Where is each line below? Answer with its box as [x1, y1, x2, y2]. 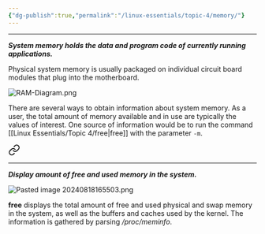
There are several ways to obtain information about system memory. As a [8, 103, 247, 113]
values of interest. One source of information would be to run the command [8, 120, 254, 129]
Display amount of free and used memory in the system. [8, 169, 197, 179]
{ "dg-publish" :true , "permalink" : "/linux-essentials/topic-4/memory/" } [8, 11, 245, 20]
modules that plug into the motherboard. [8, 72, 140, 82]
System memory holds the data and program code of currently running [8, 40, 246, 50]
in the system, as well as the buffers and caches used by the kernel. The [8, 208, 244, 217]
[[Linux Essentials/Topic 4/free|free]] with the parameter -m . [8, 128, 203, 138]
